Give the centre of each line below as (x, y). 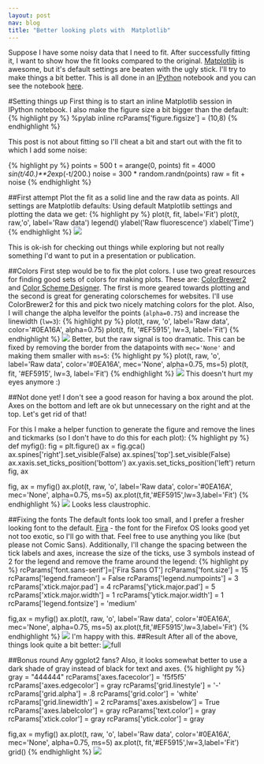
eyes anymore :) (34, 382)
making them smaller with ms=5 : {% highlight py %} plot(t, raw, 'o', (114, 356)
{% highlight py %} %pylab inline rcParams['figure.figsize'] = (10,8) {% (123, 118)
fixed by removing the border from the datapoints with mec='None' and (122, 347)
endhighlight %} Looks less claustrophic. (80, 504)
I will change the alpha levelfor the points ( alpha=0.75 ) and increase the (124, 313)
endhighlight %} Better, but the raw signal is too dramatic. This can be (127, 339)
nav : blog (24, 23)
